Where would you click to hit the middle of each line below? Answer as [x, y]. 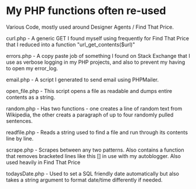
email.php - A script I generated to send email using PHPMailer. [82, 80]
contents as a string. [31, 97]
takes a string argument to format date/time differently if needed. [84, 180]
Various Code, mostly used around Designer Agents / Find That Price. [90, 27]
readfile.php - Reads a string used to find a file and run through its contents [97, 132]
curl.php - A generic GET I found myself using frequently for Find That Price [97, 38]
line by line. [20, 138]
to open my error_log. [32, 68]
